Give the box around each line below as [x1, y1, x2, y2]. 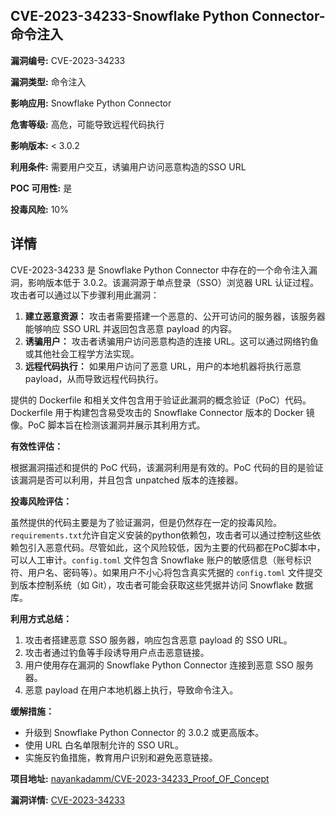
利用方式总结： [10, 612, 72, 624]
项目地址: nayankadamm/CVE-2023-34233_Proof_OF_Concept [10, 772, 270, 784]
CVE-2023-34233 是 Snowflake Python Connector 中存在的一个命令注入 [10, 264, 310, 276]
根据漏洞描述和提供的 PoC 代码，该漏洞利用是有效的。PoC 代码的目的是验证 [10, 461, 324, 473]
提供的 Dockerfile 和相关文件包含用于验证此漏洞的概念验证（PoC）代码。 [10, 394, 312, 406]
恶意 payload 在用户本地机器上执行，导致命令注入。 [24, 684, 239, 696]
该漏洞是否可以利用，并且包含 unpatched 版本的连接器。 [10, 474, 244, 486]
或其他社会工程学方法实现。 [24, 347, 140, 359]
